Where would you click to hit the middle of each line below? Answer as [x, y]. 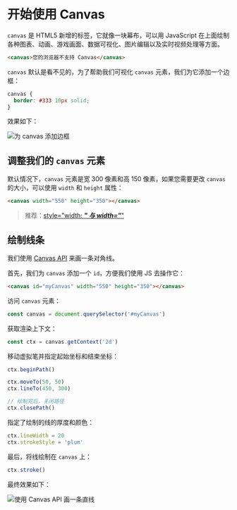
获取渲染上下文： [32, 328]
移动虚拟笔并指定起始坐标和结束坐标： [63, 356]
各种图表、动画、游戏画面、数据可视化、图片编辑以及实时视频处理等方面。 [115, 44]
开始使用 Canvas [56, 14]
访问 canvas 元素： [34, 301]
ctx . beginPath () [31, 369]
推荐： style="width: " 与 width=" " [74, 216]
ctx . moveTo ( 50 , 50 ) [36, 382]
